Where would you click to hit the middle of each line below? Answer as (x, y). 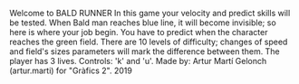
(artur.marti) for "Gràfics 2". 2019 (71, 70)
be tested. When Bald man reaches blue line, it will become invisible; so (143, 23)
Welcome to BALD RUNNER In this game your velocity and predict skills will (150, 13)
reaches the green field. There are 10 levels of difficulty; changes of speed (149, 42)
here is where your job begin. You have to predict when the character (139, 32)
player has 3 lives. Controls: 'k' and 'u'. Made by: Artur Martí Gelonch (138, 61)
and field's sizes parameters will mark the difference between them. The (145, 51)
